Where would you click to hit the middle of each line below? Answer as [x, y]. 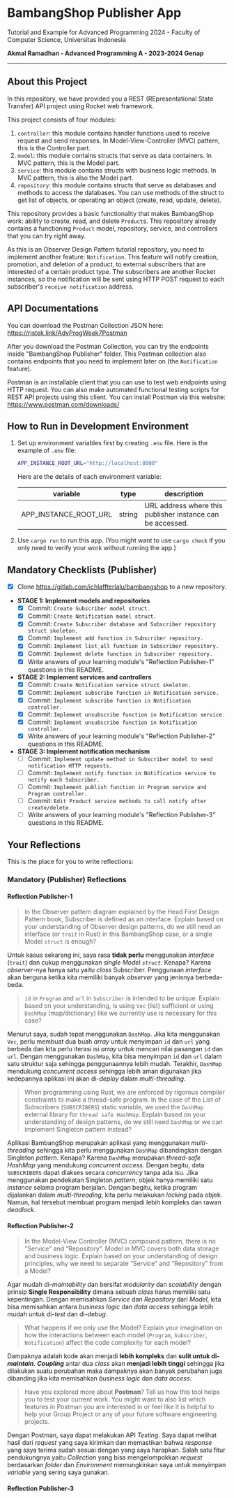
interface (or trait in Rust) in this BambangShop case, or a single [118, 934]
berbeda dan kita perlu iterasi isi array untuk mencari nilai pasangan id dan [115, 1049]
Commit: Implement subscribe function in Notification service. [123, 692]
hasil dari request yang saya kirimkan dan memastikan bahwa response [110, 1443]
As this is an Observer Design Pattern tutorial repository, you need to [106, 249]
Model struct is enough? [60, 942]
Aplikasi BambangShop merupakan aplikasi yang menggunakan [99, 1143]
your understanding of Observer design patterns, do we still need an [123, 927]
